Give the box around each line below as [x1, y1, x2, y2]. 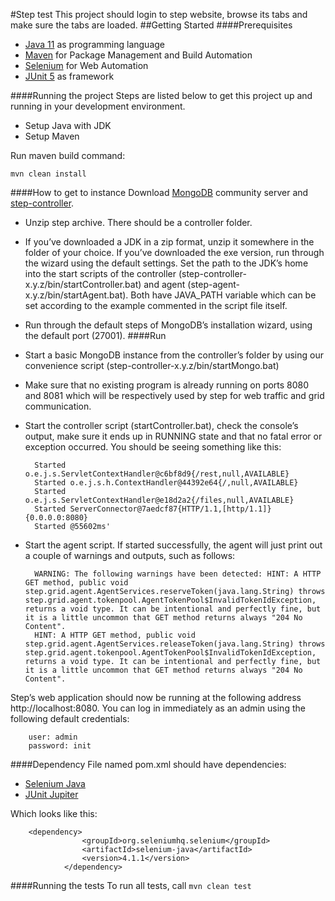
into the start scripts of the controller [24, 268, 177, 279]
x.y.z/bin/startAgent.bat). [24, 289, 129, 301]
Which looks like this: [10, 808, 98, 819]
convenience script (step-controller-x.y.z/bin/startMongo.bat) [24, 360, 280, 371]
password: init [28, 741, 92, 751]
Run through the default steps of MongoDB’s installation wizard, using [24, 319, 313, 331]
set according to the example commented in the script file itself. [24, 300, 288, 311]
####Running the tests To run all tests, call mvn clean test [10, 880, 252, 891]
